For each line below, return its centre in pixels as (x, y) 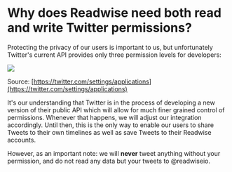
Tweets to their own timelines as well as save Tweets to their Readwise (109, 132)
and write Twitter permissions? (100, 28)
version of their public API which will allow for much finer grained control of (116, 110)
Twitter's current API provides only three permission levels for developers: (115, 55)
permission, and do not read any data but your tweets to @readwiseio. (109, 161)
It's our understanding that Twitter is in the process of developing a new (111, 102)
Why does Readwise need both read (115, 13)
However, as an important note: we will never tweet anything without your (114, 153)
